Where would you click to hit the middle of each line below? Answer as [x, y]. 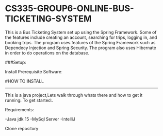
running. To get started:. [29, 100]
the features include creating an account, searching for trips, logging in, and [81, 37]
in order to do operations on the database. [47, 53]
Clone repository [22, 128]
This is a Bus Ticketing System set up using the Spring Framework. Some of [81, 32]
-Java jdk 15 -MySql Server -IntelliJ [40, 119]
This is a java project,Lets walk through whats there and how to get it [74, 95]
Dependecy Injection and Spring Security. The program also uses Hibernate [81, 48]
